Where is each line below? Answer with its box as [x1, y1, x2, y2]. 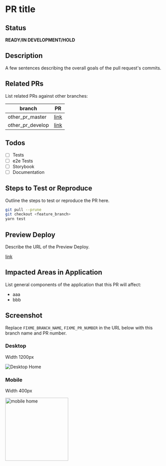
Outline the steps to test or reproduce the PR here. [5, 197, 110, 204]
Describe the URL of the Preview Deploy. [5, 243, 90, 250]
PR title [5, 4, 36, 15]
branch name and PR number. [5, 330, 67, 336]
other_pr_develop [8, 121, 49, 128]
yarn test [5, 217, 26, 222]
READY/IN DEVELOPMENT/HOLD [5, 37, 75, 43]
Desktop [5, 343, 27, 350]
